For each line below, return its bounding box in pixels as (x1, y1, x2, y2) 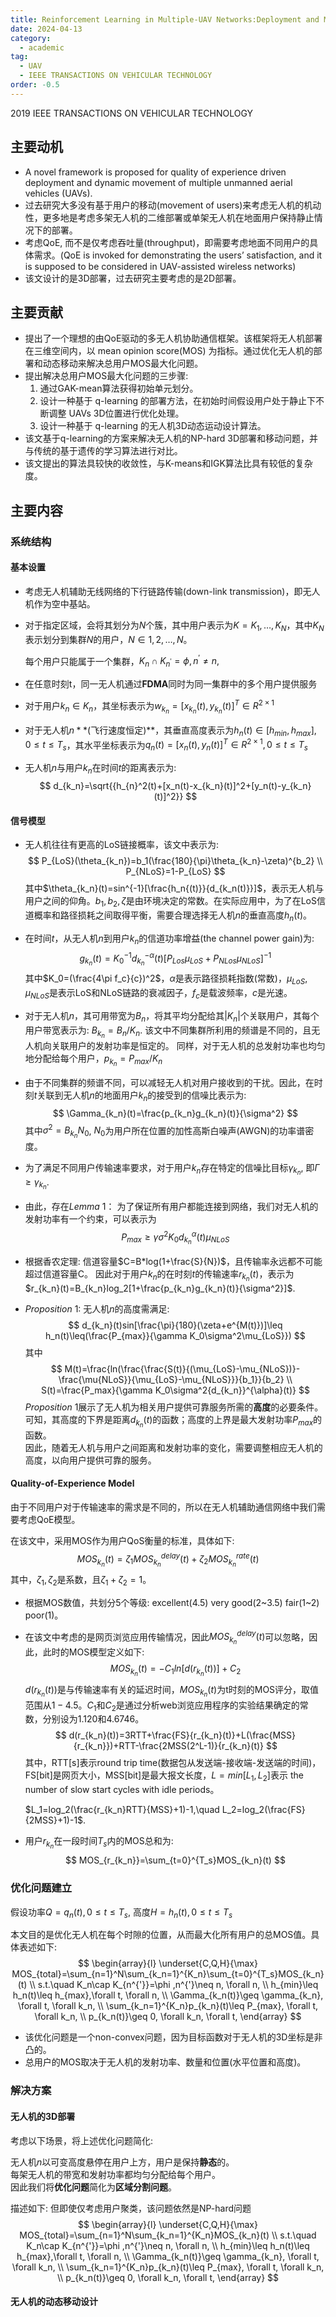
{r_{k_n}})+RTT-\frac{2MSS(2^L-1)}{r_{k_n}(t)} (73, 1740, 265, 1752)
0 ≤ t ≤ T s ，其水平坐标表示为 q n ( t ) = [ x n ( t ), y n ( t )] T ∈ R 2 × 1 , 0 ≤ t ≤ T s (24, 737, 308, 753)
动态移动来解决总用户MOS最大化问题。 (42, 357, 204, 370)
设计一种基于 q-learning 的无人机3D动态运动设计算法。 (39, 420, 267, 432)
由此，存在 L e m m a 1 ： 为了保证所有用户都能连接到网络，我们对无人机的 (24, 1200, 319, 1212)
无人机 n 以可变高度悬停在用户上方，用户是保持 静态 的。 (10, 2156, 235, 2168)
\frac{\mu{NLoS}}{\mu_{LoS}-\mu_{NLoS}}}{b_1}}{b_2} (58, 1373, 285, 1385)
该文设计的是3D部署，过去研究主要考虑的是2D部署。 (24, 272, 242, 284)
